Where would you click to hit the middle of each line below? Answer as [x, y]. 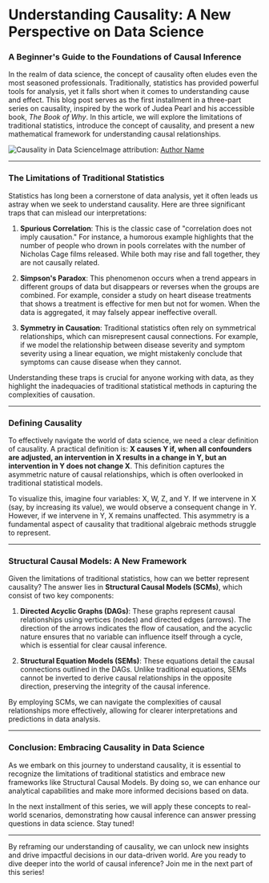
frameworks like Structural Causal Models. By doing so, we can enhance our [134, 782]
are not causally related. [60, 262]
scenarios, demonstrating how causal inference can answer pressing [142, 815]
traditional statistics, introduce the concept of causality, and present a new [131, 125]
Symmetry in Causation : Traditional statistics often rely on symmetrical [138, 328]
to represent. [30, 533]
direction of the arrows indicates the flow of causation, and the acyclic [136, 628]
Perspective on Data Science [106, 32]
